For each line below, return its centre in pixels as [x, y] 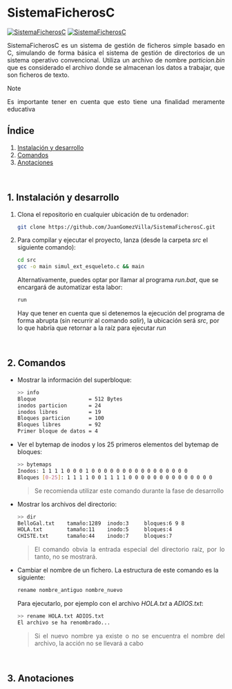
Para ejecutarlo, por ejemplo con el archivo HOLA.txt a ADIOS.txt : [110, 603]
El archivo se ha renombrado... [64, 622]
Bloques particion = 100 [61, 418]
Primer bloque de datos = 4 [57, 431]
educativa [21, 109]
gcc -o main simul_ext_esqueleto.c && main [81, 267]
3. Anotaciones [41, 678]
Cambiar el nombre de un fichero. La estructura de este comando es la [118, 570]
